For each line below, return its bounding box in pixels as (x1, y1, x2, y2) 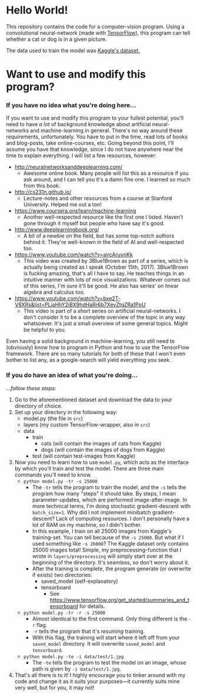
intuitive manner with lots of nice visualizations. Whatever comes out (23, 276, 190, 283)
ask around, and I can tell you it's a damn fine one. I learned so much (23, 176, 191, 183)
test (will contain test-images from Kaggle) (32, 452, 136, 460)
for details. (79, 602, 106, 610)
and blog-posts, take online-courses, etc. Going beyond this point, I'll (6, 140, 174, 147)
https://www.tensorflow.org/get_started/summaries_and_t (49, 596, 190, 603)
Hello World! (6, 4, 68, 17)
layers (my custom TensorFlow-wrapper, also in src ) (23, 421, 151, 428)
